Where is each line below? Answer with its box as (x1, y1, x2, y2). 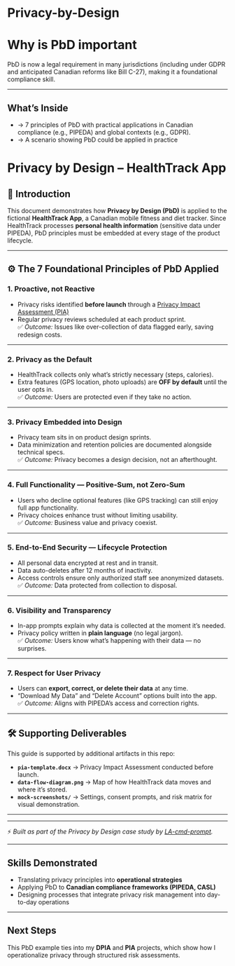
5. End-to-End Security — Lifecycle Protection (7, 543, 168, 552)
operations (38, 898, 70, 906)
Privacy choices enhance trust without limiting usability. (17, 510, 178, 519)
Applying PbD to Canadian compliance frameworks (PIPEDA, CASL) (17, 883, 216, 892)
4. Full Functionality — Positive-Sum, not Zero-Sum (7, 480, 185, 490)
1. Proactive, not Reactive (7, 284, 95, 294)
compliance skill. (7, 75, 56, 83)
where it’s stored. (17, 785, 68, 794)
